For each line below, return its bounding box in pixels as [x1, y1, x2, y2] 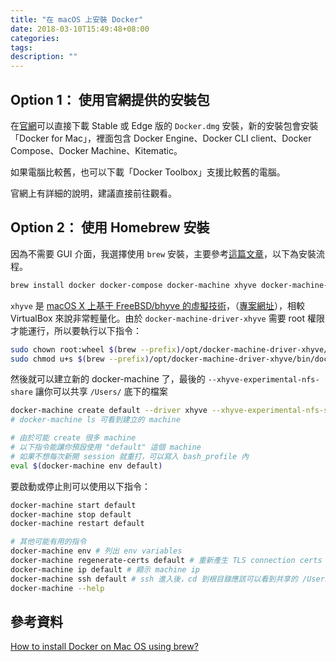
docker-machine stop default [10, 509, 132, 520]
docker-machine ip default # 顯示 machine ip [10, 564, 200, 575]
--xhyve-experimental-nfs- [207, 375, 320, 385]
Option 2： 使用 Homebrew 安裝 [10, 219, 210, 236]
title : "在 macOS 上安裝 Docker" [10, 14, 144, 25]
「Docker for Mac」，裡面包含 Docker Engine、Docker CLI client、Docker [10, 132, 312, 144]
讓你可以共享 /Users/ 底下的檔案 [34, 386, 168, 398]
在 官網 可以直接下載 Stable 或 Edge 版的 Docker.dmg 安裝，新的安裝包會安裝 [10, 119, 319, 131]
